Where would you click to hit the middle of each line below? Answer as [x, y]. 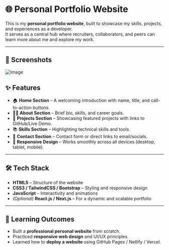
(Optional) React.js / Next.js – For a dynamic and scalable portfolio [82, 199]
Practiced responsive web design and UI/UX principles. [71, 236]
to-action [22, 107]
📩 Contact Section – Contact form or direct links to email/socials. [80, 136]
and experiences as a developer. [39, 29]
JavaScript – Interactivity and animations [55, 193]
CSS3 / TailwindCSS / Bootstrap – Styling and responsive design [80, 188]
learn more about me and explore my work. [50, 39]
